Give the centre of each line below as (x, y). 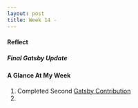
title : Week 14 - (32, 20)
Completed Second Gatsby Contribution (74, 91)
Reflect (18, 42)
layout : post (26, 13)
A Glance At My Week (39, 75)
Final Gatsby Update (37, 58)
